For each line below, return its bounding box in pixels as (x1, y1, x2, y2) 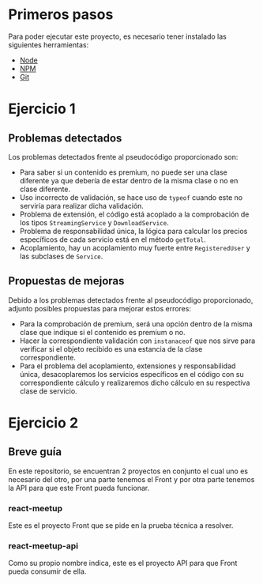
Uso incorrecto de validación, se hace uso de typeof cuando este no (19, 192, 243, 202)
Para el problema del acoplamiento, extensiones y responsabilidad (19, 361, 236, 371)
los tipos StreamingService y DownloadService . (19, 217, 169, 227)
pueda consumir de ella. (8, 567, 87, 576)
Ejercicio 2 (8, 413, 79, 431)
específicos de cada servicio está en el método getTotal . (19, 235, 207, 244)
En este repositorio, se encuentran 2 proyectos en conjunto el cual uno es (8, 466, 249, 476)
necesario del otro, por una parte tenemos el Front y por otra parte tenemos (8, 474, 255, 484)
